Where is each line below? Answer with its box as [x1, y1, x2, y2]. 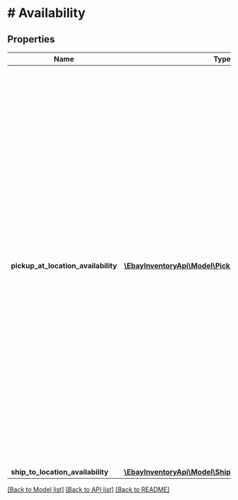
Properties [7, 33, 55, 45]
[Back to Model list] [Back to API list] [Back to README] [7, 485, 170, 494]
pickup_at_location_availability [11, 261, 118, 271]
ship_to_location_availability [11, 467, 108, 477]
